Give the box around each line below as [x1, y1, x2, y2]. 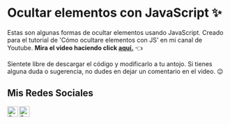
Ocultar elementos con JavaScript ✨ [7, 5, 222, 21]
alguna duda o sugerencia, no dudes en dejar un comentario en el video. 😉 [7, 67, 224, 75]
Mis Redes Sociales [7, 87, 94, 99]
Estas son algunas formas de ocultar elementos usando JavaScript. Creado [7, 28, 224, 36]
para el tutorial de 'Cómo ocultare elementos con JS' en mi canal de [7, 36, 203, 44]
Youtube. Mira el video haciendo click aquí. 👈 [7, 43, 143, 52]
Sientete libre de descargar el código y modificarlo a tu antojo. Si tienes [7, 59, 213, 68]
